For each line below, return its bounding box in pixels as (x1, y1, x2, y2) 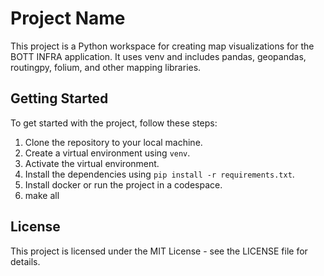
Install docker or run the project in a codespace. (24, 178, 223, 191)
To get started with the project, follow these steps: (10, 117, 218, 129)
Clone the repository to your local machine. (24, 136, 203, 148)
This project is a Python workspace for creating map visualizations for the (10, 40, 315, 52)
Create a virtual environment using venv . (24, 147, 191, 159)
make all (24, 189, 60, 201)
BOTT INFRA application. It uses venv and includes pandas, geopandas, (10, 50, 307, 62)
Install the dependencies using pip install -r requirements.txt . (24, 168, 295, 180)
